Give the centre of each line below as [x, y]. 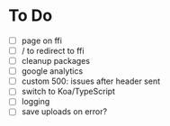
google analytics [52, 71]
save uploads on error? [64, 112]
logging [36, 102]
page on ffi [41, 40]
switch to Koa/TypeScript [68, 92]
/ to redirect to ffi [53, 51]
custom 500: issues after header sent [91, 81]
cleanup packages [56, 61]
